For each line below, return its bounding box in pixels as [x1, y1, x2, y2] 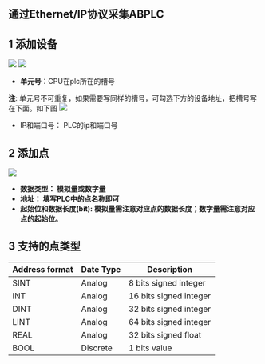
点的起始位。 [19, 214, 62, 224]
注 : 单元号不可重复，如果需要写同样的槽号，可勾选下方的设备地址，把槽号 [8, 94, 250, 103]
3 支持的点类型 [8, 239, 81, 254]
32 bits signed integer [129, 303, 212, 314]
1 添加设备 [8, 37, 58, 50]
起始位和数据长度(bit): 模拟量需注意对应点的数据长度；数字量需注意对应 [19, 204, 255, 214]
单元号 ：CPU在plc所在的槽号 [19, 77, 116, 86]
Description [147, 263, 193, 274]
